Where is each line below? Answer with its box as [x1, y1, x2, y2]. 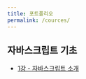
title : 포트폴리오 [7, 10, 54, 17]
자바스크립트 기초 [7, 44, 78, 56]
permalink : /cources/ [7, 17, 71, 24]
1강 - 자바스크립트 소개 [17, 64, 79, 73]
